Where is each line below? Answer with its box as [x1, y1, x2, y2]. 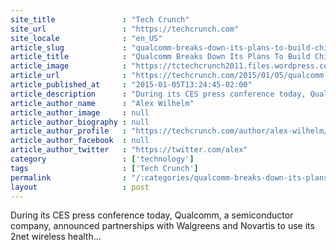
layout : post [10, 182, 150, 192]
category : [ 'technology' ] [10, 154, 195, 164]
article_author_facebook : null [10, 136, 150, 146]
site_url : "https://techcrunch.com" [10, 24, 240, 34]
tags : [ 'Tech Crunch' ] [10, 163, 199, 173]
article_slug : [10, 42, 128, 53]
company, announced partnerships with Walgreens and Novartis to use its [10, 220, 315, 232]
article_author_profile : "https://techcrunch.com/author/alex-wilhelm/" [10, 126, 333, 136]
